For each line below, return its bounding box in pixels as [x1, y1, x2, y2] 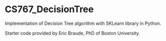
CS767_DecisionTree [5, 4, 94, 15]
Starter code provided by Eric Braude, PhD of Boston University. [5, 30, 140, 36]
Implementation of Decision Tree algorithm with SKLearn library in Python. [5, 20, 161, 26]
